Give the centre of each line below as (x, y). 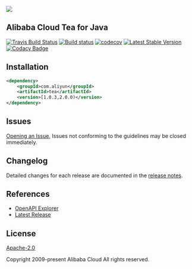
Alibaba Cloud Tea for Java (57, 28)
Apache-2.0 (21, 248)
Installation (27, 67)
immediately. (22, 142)
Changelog (27, 161)
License (21, 234)
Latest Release (33, 215)
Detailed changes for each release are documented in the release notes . (95, 175)
